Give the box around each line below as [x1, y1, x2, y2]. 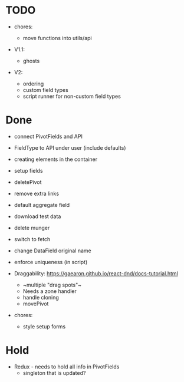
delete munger [14, 224, 50, 231]
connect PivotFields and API [14, 133, 83, 140]
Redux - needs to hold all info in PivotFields [14, 363, 120, 370]
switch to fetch [14, 235, 51, 242]
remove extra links [14, 190, 60, 197]
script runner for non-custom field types [22, 93, 121, 100]
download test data [14, 213, 61, 220]
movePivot [22, 300, 49, 307]
